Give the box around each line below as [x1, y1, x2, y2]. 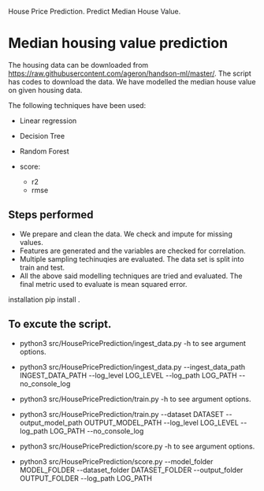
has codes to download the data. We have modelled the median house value [8, 76, 256, 86]
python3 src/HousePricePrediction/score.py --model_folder [19, 456, 214, 466]
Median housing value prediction [8, 35, 229, 52]
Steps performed [8, 208, 94, 221]
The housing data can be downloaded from [8, 60, 149, 69]
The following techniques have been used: [8, 100, 147, 110]
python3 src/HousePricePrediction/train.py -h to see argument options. [19, 394, 251, 404]
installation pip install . [8, 295, 80, 304]
